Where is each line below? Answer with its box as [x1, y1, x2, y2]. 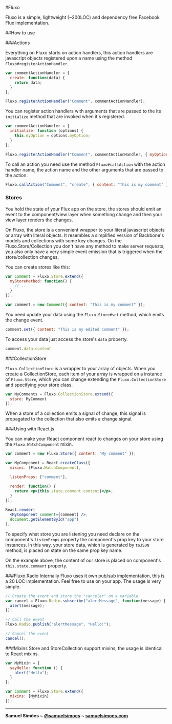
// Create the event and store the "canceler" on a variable [5, 593, 139, 599]
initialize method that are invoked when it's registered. [5, 113, 125, 120]
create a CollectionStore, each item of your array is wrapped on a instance [5, 371, 162, 377]
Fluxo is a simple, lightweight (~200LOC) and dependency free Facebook [5, 14, 160, 20]
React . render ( [5, 507, 36, 512]
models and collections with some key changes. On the [5, 237, 122, 243]
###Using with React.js [5, 426, 55, 432]
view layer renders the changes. [5, 217, 73, 223]
